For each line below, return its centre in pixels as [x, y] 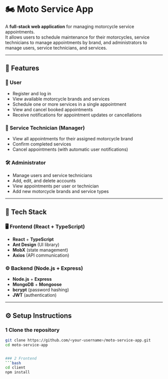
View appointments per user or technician [55, 186]
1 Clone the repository [32, 330]
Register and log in [32, 93]
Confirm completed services [42, 144]
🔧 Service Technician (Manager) [45, 128]
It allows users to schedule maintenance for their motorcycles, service [77, 37]
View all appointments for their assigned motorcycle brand [73, 138]
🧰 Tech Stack [26, 212]
